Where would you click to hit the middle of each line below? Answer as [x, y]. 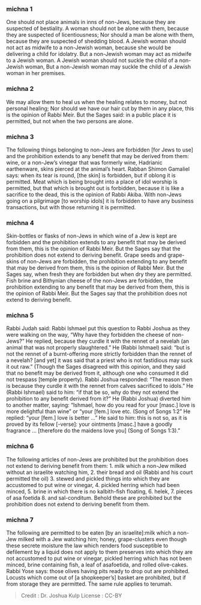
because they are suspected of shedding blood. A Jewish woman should [96, 41]
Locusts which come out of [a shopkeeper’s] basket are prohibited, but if [96, 578]
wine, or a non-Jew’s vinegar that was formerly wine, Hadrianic [85, 162]
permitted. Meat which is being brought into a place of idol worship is [92, 182]
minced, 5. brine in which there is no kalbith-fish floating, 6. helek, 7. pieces [100, 491]
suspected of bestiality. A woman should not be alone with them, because [97, 28]
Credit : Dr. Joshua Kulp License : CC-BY [71, 596]
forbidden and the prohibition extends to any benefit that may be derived [96, 242]
